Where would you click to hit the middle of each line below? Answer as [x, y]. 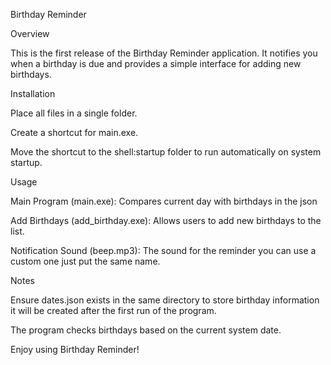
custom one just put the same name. [85, 261]
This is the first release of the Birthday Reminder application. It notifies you [164, 53]
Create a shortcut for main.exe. [74, 132]
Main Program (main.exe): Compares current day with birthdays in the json [164, 201]
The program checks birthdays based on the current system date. [146, 330]
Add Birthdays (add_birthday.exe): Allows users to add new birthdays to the [166, 220]
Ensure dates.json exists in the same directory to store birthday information [165, 300]
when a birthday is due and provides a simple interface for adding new [156, 63]
